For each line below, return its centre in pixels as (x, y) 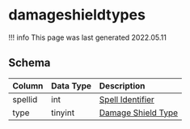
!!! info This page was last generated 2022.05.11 (88, 37)
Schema (30, 63)
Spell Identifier (127, 99)
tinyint (63, 113)
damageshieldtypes (77, 15)
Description (122, 85)
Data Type (71, 85)
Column (28, 85)
